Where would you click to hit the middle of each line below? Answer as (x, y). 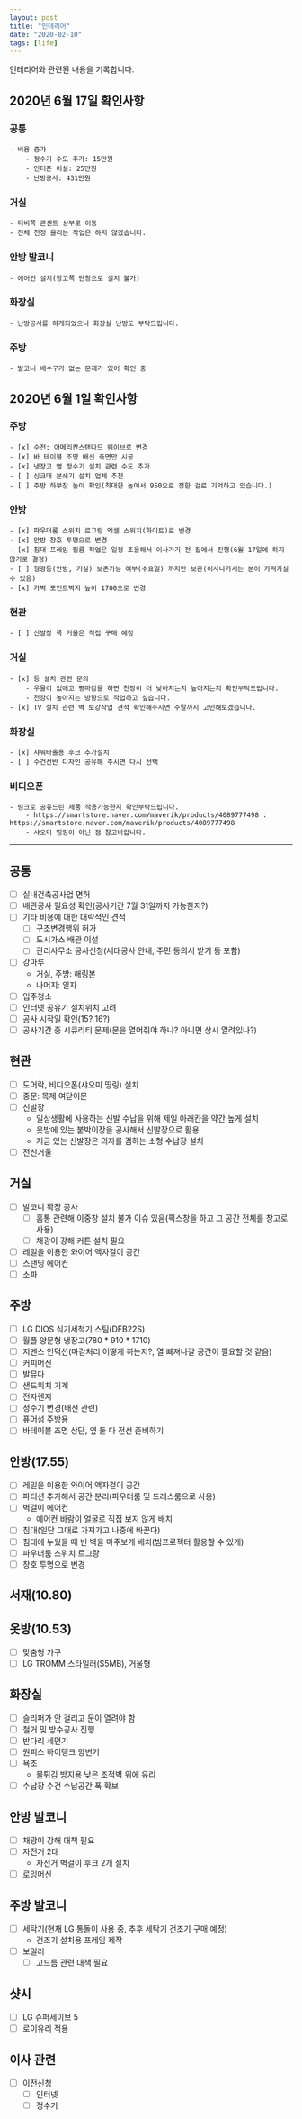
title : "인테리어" (40, 26)
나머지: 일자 (56, 985)
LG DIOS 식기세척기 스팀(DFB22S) (84, 1329)
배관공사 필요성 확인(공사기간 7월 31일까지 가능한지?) (115, 905)
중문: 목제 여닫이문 (55, 1096)
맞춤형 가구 (42, 1652)
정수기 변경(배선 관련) (60, 1408)
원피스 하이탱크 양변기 (61, 1752)
